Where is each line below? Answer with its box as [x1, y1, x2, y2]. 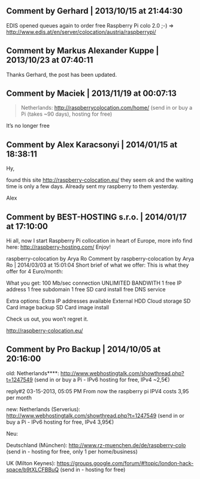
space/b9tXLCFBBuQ [6, 466, 59, 473]
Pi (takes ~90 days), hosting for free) [20, 110, 113, 118]
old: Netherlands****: [6, 369, 60, 376]
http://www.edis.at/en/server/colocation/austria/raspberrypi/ [6, 28, 157, 35]
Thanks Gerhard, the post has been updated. [6, 71, 117, 78]
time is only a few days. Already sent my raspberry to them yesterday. [6, 183, 179, 190]
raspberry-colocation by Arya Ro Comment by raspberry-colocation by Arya [6, 255, 195, 263]
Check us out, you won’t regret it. [6, 315, 89, 323]
